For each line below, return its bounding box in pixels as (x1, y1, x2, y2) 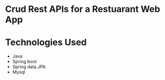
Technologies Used (5, 37, 87, 48)
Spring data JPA (12, 64, 46, 70)
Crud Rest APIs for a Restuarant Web (5, 3, 161, 15)
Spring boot (12, 59, 37, 65)
